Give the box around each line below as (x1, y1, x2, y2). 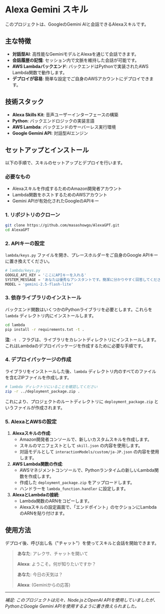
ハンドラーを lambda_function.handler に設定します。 (19, 485, 129, 491)
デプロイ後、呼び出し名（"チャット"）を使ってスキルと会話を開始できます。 (5, 540, 159, 546)
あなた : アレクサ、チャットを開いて (17, 550, 88, 556)
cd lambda (5, 323, 26, 327)
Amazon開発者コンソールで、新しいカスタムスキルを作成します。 (19, 436, 152, 442)
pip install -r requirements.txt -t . (5, 327, 84, 332)
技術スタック (5, 97, 44, 106)
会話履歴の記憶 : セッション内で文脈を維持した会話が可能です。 (12, 57, 139, 63)
